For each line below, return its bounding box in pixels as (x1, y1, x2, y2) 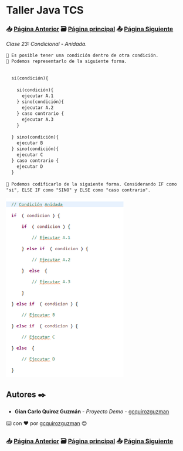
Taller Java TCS (6, 4, 84, 17)
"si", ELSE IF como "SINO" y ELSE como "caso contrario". (6, 187, 151, 193)
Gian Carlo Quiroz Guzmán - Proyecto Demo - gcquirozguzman (14, 408, 170, 415)
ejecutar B (16, 140, 43, 146)
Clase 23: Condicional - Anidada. (6, 41, 87, 48)
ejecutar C (16, 152, 43, 158)
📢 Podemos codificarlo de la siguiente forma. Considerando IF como (6, 181, 177, 187)
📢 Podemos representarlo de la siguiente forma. (6, 58, 127, 65)
